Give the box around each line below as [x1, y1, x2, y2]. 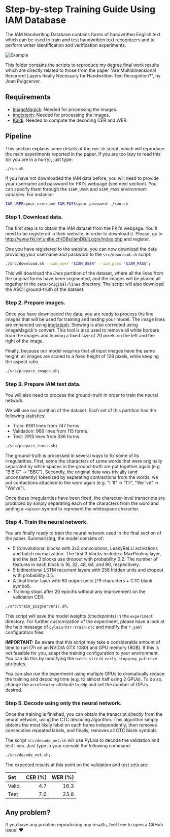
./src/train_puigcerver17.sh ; [5, 604, 70, 609]
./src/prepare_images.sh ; [5, 368, 60, 373]
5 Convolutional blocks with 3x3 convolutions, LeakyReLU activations [12, 545, 158, 551]
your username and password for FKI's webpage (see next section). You [5, 181, 157, 187]
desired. [5, 687, 23, 693]
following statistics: [5, 413, 46, 419]
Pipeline [5, 132, 32, 141]
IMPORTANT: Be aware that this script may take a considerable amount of [5, 639, 161, 645]
